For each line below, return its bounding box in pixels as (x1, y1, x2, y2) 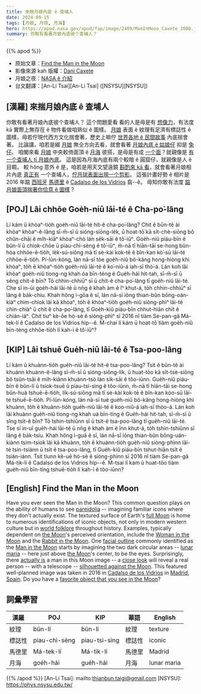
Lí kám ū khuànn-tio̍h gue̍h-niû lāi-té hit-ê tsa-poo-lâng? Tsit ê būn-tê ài (6, 361, 184, 368)
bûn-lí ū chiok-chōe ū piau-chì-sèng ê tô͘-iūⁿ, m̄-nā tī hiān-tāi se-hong (6, 242, 178, 249)
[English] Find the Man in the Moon (6, 483, 139, 493)
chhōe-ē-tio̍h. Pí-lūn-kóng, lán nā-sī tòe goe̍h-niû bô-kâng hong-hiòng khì (6, 256, 190, 263)
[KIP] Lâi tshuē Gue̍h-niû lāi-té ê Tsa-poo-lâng (6, 345, 182, 355)
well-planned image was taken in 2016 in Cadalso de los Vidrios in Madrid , (6, 569, 190, 577)
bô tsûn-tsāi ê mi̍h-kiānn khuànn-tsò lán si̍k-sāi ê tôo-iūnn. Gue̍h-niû (6, 375, 175, 383)
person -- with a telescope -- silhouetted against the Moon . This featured (6, 563, 187, 570)
